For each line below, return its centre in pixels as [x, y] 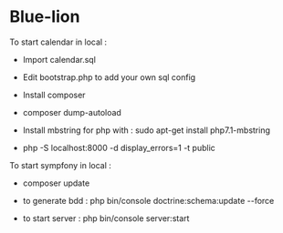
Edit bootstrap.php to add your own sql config [109, 77]
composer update [56, 183]
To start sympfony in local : [61, 165]
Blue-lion [45, 17]
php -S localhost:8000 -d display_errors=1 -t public [119, 147]
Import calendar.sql [59, 59]
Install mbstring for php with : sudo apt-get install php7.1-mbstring [147, 130]
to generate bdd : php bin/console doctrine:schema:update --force [148, 200]
